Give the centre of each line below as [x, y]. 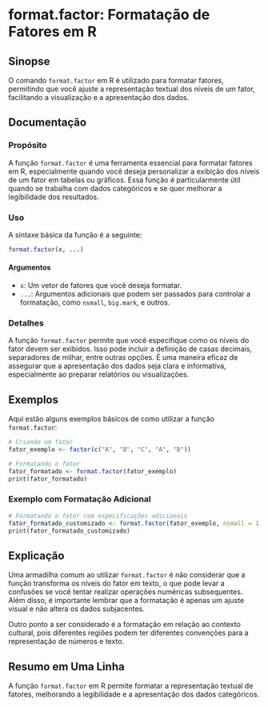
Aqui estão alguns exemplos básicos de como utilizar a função [111, 419]
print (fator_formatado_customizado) [69, 531]
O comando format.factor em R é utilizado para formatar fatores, [116, 80]
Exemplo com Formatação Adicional [80, 499]
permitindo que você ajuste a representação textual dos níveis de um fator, [132, 89]
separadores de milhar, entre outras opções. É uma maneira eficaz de [123, 357]
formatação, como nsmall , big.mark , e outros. [95, 302]
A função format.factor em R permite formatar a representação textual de [131, 686]
